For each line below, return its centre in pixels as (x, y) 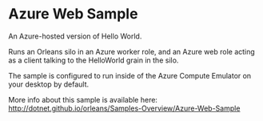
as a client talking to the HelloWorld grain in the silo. (94, 60)
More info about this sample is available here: (83, 99)
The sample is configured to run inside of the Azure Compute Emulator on (130, 75)
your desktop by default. (49, 84)
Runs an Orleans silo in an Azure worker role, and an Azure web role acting (132, 51)
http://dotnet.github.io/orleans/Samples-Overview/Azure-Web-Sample (124, 108)
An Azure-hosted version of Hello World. (75, 36)
